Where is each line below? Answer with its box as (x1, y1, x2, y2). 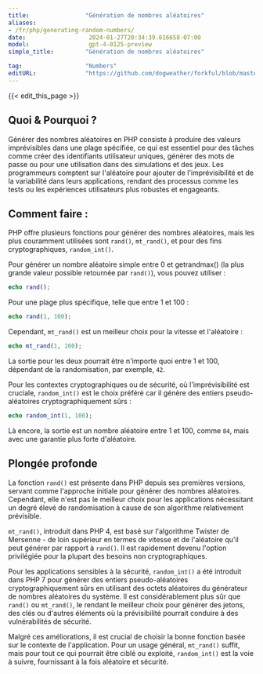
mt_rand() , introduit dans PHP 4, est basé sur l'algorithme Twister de (8, 526, 229, 536)
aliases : (8, 19, 37, 27)
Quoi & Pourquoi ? (8, 114, 98, 127)
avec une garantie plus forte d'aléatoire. (8, 434, 137, 443)
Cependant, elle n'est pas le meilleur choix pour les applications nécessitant (8, 494, 254, 504)
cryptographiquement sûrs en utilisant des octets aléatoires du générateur (8, 583, 248, 592)
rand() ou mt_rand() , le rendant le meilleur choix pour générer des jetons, (8, 599, 245, 609)
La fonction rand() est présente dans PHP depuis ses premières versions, (8, 478, 246, 487)
